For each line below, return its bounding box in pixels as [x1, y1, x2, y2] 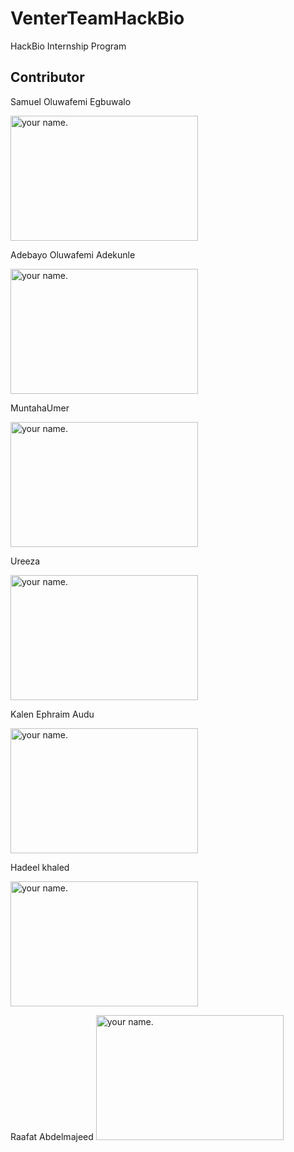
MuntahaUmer [10, 402, 70, 414]
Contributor [10, 69, 85, 86]
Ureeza [10, 555, 41, 567]
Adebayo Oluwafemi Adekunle [10, 248, 136, 261]
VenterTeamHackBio [10, 7, 185, 30]
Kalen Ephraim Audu [10, 708, 95, 720]
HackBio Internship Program [10, 40, 127, 52]
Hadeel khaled [10, 861, 70, 873]
